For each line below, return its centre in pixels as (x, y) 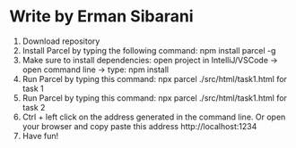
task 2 (34, 107)
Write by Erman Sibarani (102, 16)
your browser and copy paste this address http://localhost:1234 (139, 126)
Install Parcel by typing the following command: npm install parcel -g (149, 50)
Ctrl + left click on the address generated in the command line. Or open (154, 117)
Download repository (61, 41)
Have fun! (40, 136)
